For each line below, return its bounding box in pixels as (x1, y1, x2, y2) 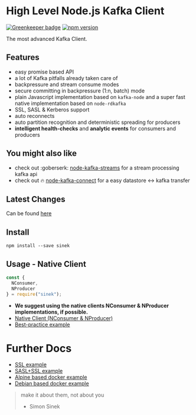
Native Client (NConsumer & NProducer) (14, 314, 113, 321)
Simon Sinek (29, 403, 60, 410)
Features (6, 52, 40, 63)
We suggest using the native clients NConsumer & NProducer (14, 302, 169, 309)
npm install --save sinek (6, 243, 70, 249)
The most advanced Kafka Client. (6, 35, 87, 42)
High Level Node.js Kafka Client (6, 4, 165, 18)
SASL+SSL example (14, 368, 63, 375)
